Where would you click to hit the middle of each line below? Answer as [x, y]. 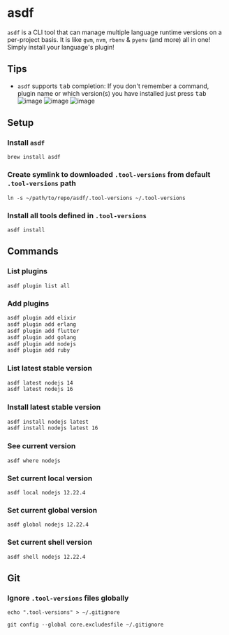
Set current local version [50, 478]
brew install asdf [34, 157]
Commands [33, 251]
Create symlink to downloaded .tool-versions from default [109, 175]
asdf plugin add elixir [42, 318]
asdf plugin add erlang [42, 324]
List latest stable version [50, 369]
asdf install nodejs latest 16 [53, 428]
